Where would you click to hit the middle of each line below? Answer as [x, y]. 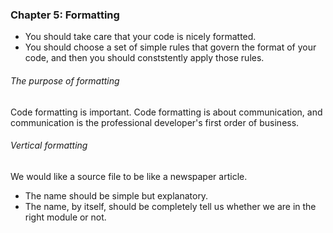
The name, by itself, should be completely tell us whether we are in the [170, 206]
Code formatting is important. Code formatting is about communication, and [166, 112]
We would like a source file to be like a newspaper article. [129, 176]
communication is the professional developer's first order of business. [155, 122]
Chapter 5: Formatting [65, 15]
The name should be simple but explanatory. [116, 195]
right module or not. [65, 217]
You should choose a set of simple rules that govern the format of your [170, 47]
